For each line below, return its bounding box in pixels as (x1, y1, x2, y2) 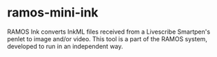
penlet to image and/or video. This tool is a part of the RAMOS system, (7, 34, 208, 43)
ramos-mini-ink (7, 5, 99, 21)
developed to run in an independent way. (7, 42, 123, 50)
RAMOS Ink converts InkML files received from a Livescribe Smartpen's (7, 27, 211, 36)
